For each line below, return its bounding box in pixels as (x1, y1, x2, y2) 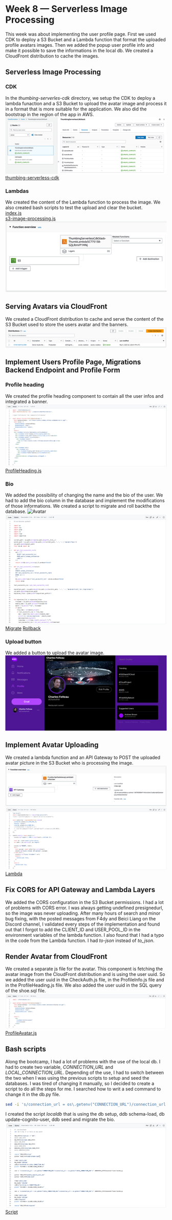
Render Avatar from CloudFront (5, 952, 107, 961)
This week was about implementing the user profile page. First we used (5, 31, 156, 37)
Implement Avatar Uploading (5, 741, 99, 749)
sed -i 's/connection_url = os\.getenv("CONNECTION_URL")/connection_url (5, 1102, 166, 1107)
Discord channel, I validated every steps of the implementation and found (5, 921, 160, 927)
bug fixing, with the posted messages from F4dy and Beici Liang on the (5, 915, 156, 921)
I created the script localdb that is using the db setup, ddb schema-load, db (5, 1111, 165, 1117)
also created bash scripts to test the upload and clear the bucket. (5, 205, 143, 211)
